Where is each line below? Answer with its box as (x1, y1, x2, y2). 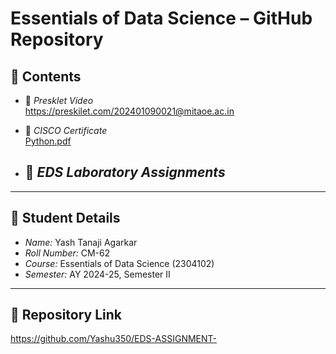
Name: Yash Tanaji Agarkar (24, 236, 138, 248)
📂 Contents (10, 68, 82, 85)
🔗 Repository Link (10, 307, 123, 324)
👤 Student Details (10, 210, 121, 227)
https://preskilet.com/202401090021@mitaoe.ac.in (24, 105, 235, 117)
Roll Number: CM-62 (24, 247, 111, 259)
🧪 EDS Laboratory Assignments (24, 164, 226, 181)
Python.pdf (24, 135, 72, 147)
